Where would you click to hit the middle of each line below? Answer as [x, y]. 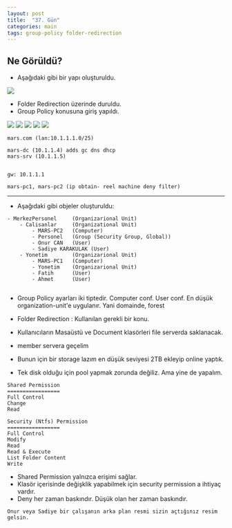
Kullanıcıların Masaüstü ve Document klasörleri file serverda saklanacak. [120, 332]
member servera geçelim [53, 346]
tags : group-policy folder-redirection [65, 33]
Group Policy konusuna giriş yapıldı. [68, 111]
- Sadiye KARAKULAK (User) [71, 249]
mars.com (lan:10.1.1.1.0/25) [51, 138]
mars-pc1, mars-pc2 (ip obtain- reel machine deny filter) [94, 187]
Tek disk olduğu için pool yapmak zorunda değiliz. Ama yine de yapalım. [120, 373]
